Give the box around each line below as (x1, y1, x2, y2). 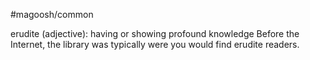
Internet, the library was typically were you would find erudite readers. (10, 39, 300, 50)
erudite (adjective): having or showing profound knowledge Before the (10, 28, 300, 39)
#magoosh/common (10, 9, 94, 20)
